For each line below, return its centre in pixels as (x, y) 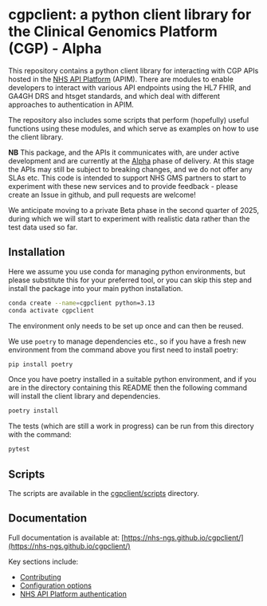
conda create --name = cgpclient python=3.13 (82, 303)
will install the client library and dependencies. (84, 396)
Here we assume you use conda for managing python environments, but (127, 271)
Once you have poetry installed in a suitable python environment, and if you (132, 380)
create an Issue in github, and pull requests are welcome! (102, 195)
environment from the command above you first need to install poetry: (124, 349)
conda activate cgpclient (51, 310)
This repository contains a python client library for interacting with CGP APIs (133, 70)
